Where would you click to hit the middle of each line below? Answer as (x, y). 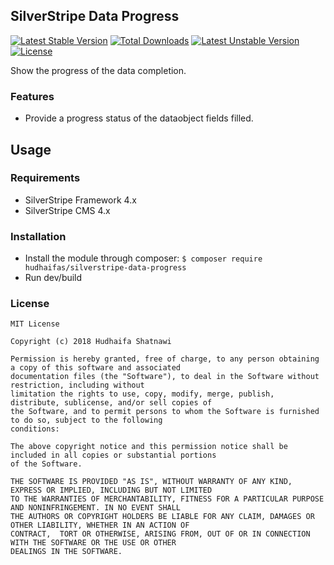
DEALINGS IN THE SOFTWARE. (66, 552)
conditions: (35, 429)
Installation (38, 236)
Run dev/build (53, 278)
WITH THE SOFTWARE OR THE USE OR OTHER (93, 543)
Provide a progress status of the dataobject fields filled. (139, 118)
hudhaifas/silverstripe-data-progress (105, 268)
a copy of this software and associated (96, 368)
